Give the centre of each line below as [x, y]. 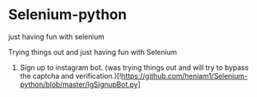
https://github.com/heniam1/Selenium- [184, 76]
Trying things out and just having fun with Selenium [93, 52]
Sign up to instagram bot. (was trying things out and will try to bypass [134, 67]
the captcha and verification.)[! [71, 76]
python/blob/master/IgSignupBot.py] [80, 84]
